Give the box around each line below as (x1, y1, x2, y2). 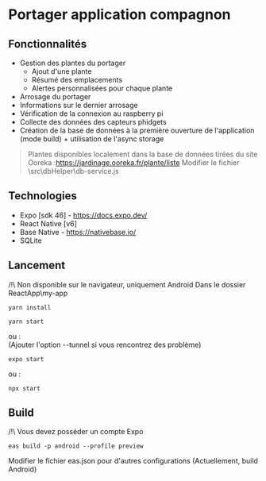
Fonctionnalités (8, 37, 87, 51)
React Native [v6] (19, 218, 78, 228)
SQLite (19, 236, 42, 245)
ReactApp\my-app (8, 288, 68, 298)
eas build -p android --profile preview (8, 442, 145, 450)
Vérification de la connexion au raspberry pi (19, 109, 164, 118)
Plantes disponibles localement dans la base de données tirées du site (27, 149, 258, 159)
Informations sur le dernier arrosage (19, 101, 138, 110)
